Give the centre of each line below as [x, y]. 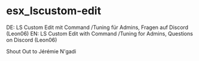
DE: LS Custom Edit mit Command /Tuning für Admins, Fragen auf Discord [97, 27]
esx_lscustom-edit [54, 11]
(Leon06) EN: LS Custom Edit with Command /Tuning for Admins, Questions [99, 33]
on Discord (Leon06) [32, 40]
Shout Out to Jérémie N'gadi [41, 51]
